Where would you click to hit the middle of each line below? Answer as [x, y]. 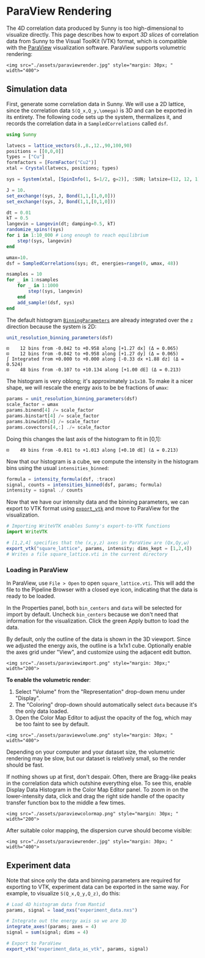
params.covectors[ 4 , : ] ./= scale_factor [59, 427]
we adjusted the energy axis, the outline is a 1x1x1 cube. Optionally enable [99, 645]
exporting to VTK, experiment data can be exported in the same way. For [98, 887]
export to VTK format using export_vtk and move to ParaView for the [93, 509]
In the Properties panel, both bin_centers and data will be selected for [94, 607]
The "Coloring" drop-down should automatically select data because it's [106, 704]
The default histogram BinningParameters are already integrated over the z [100, 320]
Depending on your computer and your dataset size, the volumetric [91, 752]
